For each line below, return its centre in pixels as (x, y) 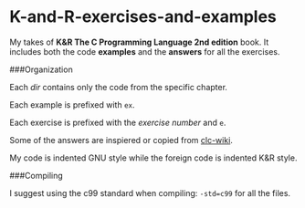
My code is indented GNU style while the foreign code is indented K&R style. (153, 158)
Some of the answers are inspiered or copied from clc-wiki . (121, 140)
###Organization (41, 69)
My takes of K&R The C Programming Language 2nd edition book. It (139, 42)
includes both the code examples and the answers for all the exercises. (145, 51)
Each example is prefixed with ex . (72, 104)
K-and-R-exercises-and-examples (143, 17)
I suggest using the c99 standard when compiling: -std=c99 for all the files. (150, 192)
